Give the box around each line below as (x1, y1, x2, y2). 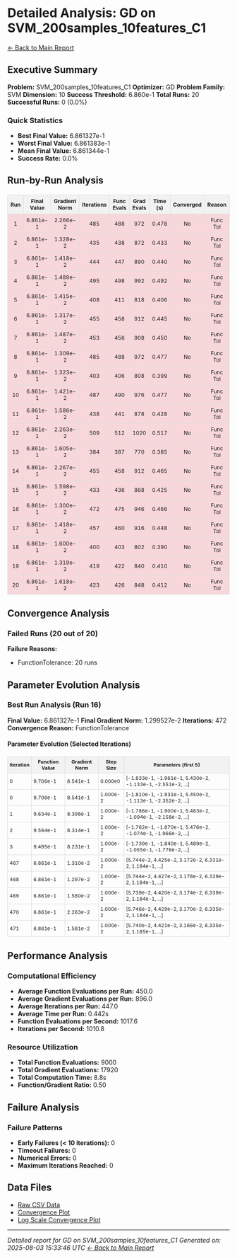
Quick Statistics (7, 115, 63, 125)
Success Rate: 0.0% (17, 154, 78, 163)
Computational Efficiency (7, 971, 97, 981)
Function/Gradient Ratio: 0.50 (17, 1081, 107, 1089)
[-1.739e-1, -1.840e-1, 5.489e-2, (126, 840, 210, 847)
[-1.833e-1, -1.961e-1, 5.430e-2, (126, 775, 210, 782)
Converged (172, 200, 202, 208)
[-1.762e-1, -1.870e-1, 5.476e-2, (126, 824, 210, 831)
